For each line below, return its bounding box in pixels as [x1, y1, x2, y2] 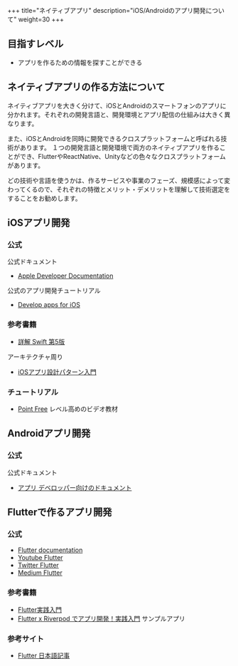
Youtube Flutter [17, 553, 63, 562]
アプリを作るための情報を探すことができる [17, 58, 143, 66]
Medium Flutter [17, 568, 63, 577]
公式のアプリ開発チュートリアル [7, 286, 101, 295]
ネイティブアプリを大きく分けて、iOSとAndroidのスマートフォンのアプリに [7, 101, 227, 110]
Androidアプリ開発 [7, 427, 91, 439]
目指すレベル [7, 38, 64, 50]
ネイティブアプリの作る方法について [7, 81, 166, 93]
